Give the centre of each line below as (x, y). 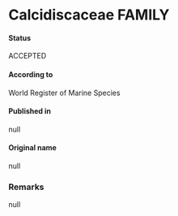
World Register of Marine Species (64, 93)
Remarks (26, 187)
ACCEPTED (28, 56)
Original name (32, 148)
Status (20, 37)
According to (31, 74)
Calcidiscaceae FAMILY (89, 15)
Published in (30, 111)
